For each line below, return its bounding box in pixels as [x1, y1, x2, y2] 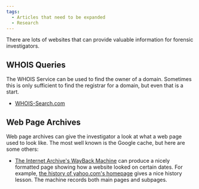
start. [6, 88, 20, 95]
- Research [11, 20, 39, 26]
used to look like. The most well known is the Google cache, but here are [6, 140, 185, 146]
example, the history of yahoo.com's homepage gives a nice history [14, 170, 182, 176]
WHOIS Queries [6, 60, 66, 70]
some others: [6, 145, 39, 153]
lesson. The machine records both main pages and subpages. [14, 176, 167, 183]
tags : [6, 8, 20, 15]
